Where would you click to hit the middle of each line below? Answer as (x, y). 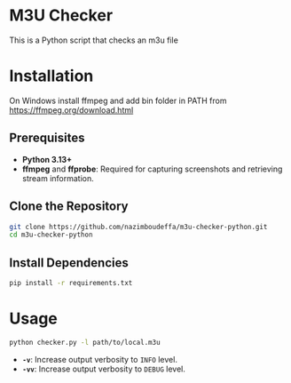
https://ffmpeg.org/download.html (71, 110)
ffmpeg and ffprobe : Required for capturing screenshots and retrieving (152, 169)
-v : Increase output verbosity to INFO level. (99, 359)
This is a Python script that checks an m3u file (94, 40)
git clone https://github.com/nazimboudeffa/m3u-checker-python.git (138, 227)
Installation (51, 76)
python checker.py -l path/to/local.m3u (85, 342)
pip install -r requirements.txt (71, 283)
